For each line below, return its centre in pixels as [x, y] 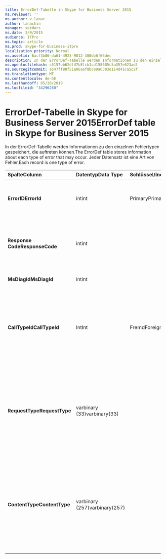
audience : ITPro [22, 38]
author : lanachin [23, 23]
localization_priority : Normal [37, 51]
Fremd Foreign [146, 327]
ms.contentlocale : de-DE [31, 79]
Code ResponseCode [32, 246]
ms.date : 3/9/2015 [24, 33]
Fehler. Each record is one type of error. [45, 162]
